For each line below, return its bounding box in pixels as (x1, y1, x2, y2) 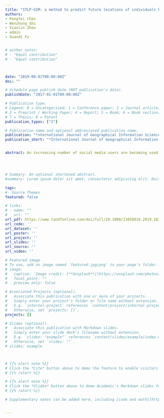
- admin (5, 30, 21, 35)
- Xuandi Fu (5, 35, 29, 40)
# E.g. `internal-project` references (5, 303, 89, 308)
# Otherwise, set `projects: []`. (5, 307, 80, 313)
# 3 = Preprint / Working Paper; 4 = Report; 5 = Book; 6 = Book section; (5, 110, 161, 115)
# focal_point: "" (5, 276, 47, 281)
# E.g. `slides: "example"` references (5, 335, 91, 340)
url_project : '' (5, 235, 38, 240)
